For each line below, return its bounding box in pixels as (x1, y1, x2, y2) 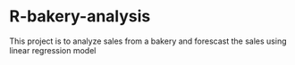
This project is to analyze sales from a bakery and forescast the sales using (9, 36, 287, 46)
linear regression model (9, 45, 97, 55)
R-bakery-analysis (9, 6, 151, 27)
